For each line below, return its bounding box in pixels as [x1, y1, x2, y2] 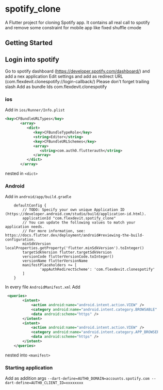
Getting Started [5, 39, 53, 47]
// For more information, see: [22, 229, 86, 234]
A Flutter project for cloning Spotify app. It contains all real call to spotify [5, 19, 150, 25]
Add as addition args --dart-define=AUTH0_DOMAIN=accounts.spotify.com [5, 375, 150, 381]
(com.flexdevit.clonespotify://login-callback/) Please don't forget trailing [5, 79, 149, 85]
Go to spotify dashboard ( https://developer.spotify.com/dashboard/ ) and [5, 68, 150, 74]
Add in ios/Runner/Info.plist [5, 107, 65, 113]
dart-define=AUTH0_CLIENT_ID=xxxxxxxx [5, 381, 83, 386]
